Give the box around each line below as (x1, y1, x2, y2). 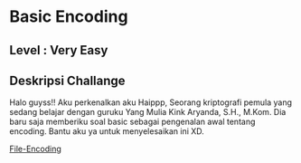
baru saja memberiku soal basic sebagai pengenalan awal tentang (9, 116, 256, 128)
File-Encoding (9, 143, 61, 155)
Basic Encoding (9, 6, 128, 27)
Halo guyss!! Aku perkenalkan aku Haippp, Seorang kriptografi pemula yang (9, 97, 292, 108)
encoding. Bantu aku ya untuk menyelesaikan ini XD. (9, 126, 205, 137)
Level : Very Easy (9, 43, 108, 58)
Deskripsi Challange (9, 72, 126, 88)
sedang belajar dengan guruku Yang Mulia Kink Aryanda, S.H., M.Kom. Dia (9, 107, 287, 118)
